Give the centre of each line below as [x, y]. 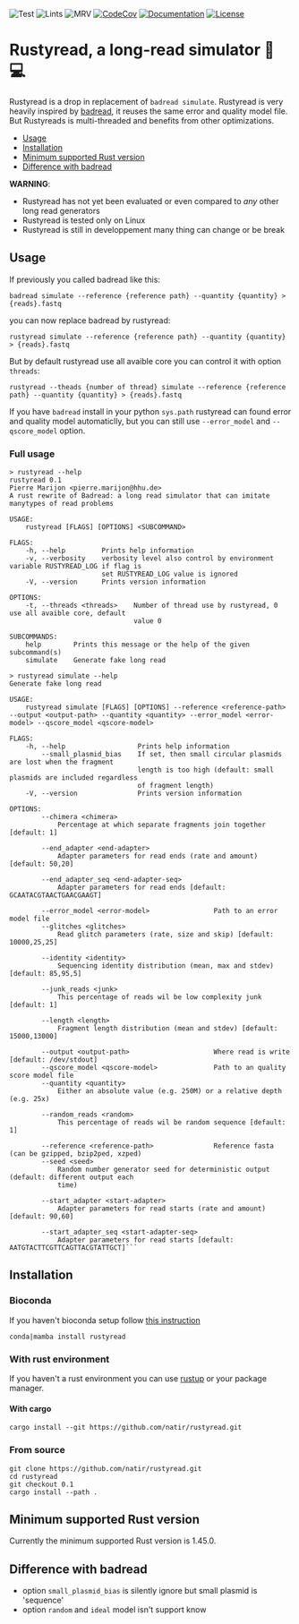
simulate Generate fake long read [96, 661]
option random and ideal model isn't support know [114, 1610]
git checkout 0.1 [42, 1484]
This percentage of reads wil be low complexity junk [159, 997]
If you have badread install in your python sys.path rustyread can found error [150, 411]
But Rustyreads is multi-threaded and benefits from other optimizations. [142, 120]
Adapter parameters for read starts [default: [145, 1240]
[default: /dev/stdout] [54, 1060]
